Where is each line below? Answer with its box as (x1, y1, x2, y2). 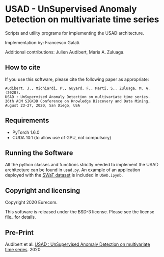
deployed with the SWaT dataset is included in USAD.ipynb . (5, 172, 123, 178)
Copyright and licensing (5, 186, 80, 195)
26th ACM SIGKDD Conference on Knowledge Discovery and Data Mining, (5, 99, 151, 103)
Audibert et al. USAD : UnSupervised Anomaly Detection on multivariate (5, 241, 150, 247)
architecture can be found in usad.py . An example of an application (5, 167, 140, 173)
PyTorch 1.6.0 (12, 129, 40, 135)
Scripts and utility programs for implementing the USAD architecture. (5, 30, 144, 36)
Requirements (5, 116, 49, 125)
